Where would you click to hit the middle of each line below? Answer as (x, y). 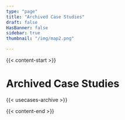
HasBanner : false (27, 28)
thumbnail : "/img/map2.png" (40, 38)
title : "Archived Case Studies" (45, 17)
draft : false (22, 22)
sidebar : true (23, 33)
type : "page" (22, 11)
